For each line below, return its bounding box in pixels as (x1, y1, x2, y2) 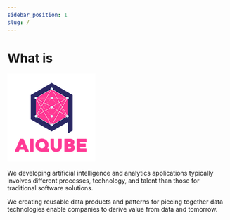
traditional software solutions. (7, 184, 94, 192)
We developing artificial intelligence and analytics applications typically (7, 169, 214, 178)
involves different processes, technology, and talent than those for (7, 176, 200, 185)
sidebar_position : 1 (7, 11, 68, 18)
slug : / (7, 18, 30, 26)
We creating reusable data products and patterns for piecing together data (7, 197, 224, 206)
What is (7, 50, 53, 66)
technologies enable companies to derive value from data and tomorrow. (7, 205, 218, 214)
